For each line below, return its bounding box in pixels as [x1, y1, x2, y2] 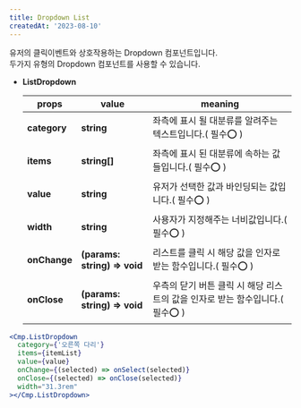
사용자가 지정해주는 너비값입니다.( [152, 213, 288, 225]
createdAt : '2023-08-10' [9, 21, 102, 30]
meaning [201, 98, 239, 110]
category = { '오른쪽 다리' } [17, 341, 105, 350]
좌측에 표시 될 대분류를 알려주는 [152, 114, 279, 126]
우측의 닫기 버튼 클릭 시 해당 [152, 279, 264, 292]
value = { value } [17, 357, 70, 367]
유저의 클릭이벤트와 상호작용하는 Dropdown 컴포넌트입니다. [9, 47, 218, 58]
